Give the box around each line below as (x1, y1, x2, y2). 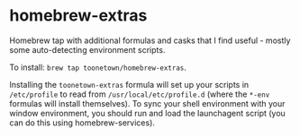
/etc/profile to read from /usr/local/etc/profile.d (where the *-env (9, 89, 270, 99)
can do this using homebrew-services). (9, 117, 156, 128)
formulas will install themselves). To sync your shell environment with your (9, 98, 286, 108)
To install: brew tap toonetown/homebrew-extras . (9, 62, 187, 73)
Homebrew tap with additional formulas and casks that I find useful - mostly (9, 35, 291, 46)
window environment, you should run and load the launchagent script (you (9, 107, 286, 118)
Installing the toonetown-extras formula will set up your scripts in (9, 79, 250, 90)
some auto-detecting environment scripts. (9, 44, 166, 55)
